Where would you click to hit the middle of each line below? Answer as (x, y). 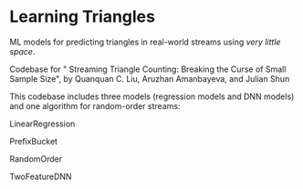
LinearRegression (42, 124)
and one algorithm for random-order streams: (95, 105)
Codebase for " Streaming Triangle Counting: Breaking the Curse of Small (148, 69)
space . (22, 51)
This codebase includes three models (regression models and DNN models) (152, 96)
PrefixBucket (33, 141)
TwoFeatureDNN (41, 176)
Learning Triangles (82, 17)
